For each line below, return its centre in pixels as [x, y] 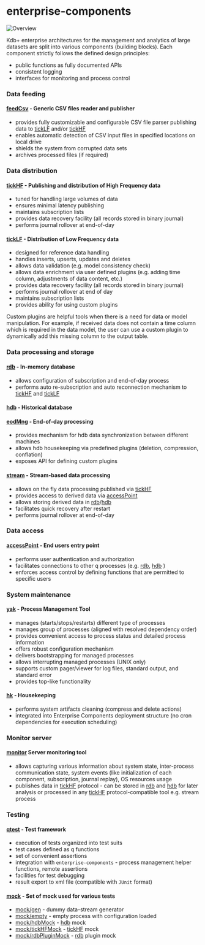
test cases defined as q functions [57, 849]
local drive [28, 142]
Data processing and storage [50, 352]
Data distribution [32, 170]
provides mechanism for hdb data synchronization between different [102, 435]
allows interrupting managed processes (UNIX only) [80, 662]
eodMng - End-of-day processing [50, 421]
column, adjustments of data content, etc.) [69, 279]
